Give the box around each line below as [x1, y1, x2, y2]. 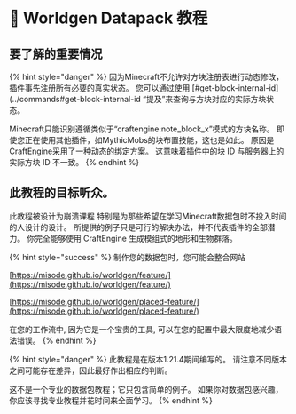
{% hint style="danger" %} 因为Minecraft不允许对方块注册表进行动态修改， [9, 72, 284, 82]
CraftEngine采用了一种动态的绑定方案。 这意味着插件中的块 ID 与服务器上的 [9, 146, 284, 156]
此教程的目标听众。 [9, 186, 114, 201]
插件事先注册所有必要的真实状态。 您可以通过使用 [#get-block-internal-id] [9, 83, 279, 93]
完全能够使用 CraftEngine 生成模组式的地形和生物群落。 [34, 233, 238, 243]
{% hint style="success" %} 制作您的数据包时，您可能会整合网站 [9, 251, 246, 262]
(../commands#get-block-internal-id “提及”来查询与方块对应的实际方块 [9, 94, 267, 104]
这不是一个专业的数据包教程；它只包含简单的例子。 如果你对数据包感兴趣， [9, 384, 284, 394]
